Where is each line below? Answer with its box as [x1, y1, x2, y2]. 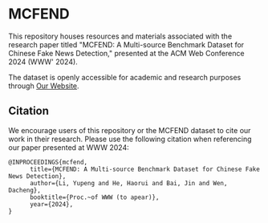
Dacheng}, [8, 186, 42, 194]
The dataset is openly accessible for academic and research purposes [8, 72, 242, 82]
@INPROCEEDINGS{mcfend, [8, 158, 88, 166]
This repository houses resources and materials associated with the [8, 31, 233, 41]
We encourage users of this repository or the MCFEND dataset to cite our [8, 125, 251, 135]
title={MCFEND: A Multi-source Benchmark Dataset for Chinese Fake [29, 165, 261, 173]
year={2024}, [29, 200, 74, 209]
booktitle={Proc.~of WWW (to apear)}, [29, 193, 160, 201]
